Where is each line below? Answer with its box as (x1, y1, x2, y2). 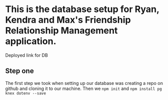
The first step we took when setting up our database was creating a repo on (5, 80, 163, 86)
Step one (5, 67, 34, 75)
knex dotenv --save (5, 90, 46, 96)
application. (5, 36, 57, 47)
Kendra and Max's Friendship (5, 14, 131, 26)
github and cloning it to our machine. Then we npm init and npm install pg (5, 85, 162, 91)
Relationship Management (5, 25, 118, 36)
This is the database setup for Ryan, (5, 4, 159, 15)
